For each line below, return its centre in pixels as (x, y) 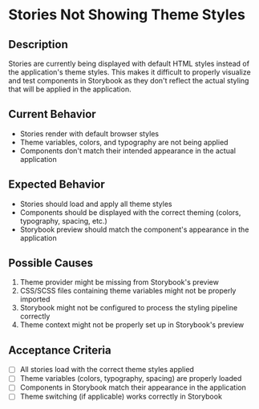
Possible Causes (51, 263)
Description (38, 45)
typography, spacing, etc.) (63, 221)
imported (35, 299)
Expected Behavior (57, 185)
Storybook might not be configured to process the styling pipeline (129, 308)
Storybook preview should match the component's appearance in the (134, 229)
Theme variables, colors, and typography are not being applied (124, 142)
